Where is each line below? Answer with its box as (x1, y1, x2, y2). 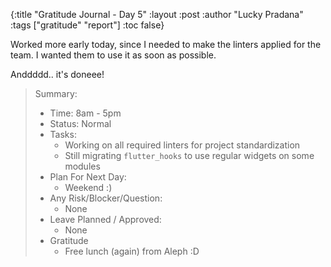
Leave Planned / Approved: (49, 214, 162, 225)
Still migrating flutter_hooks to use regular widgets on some (64, 150, 315, 161)
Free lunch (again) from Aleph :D (64, 245, 200, 257)
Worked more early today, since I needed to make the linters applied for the (10, 39, 322, 50)
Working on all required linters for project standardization (64, 139, 301, 151)
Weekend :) (64, 182, 113, 193)
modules (64, 160, 101, 172)
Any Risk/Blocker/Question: (49, 192, 163, 204)
